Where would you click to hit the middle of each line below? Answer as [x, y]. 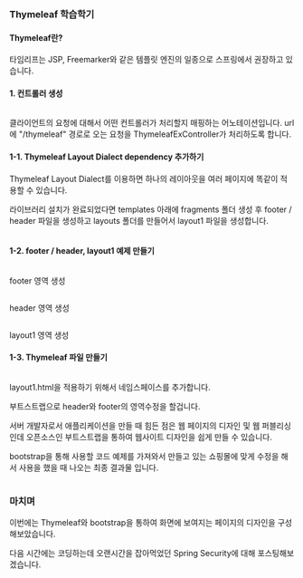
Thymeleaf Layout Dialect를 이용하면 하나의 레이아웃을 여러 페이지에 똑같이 [144, 178]
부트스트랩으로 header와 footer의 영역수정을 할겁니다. [105, 406]
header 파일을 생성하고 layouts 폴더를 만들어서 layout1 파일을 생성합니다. [139, 220]
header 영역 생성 [39, 308]
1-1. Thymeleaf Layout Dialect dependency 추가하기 [107, 157]
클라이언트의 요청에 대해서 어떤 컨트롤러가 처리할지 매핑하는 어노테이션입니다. [146, 123]
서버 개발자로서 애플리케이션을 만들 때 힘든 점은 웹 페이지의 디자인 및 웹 [135, 425]
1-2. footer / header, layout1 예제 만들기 [82, 251]
